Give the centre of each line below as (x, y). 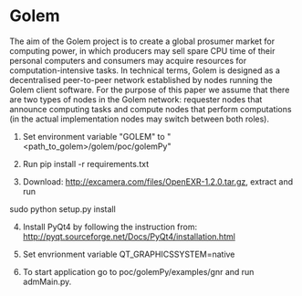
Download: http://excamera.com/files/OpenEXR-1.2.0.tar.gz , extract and (158, 181)
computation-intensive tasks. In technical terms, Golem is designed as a (145, 70)
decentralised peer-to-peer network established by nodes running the (141, 79)
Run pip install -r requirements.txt (85, 164)
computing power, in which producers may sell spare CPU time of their (142, 50)
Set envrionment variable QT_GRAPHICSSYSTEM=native (129, 254)
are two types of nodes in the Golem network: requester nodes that (136, 99)
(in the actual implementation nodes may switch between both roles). (140, 119)
